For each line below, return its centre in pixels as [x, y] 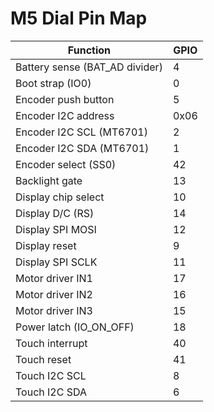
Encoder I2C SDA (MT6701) [82, 148]
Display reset [46, 245]
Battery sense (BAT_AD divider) [89, 67]
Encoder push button [65, 99]
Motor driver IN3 [54, 310]
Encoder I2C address [65, 115]
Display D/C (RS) [55, 213]
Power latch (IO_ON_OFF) [75, 327]
